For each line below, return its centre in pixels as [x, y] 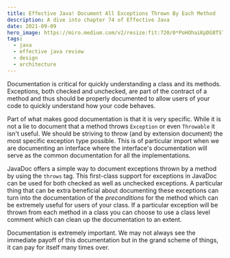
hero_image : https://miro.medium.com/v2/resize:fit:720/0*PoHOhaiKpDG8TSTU [117, 33]
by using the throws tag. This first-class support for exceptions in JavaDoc [112, 176]
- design [26, 58]
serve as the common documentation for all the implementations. [99, 155]
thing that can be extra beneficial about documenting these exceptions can [113, 190]
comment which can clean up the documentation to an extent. [95, 219]
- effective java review [49, 52]
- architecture [35, 64]
